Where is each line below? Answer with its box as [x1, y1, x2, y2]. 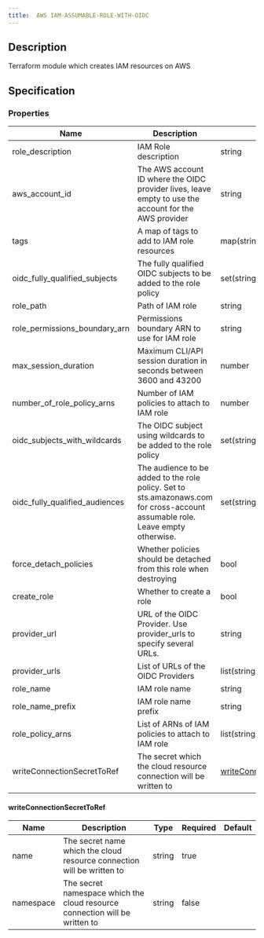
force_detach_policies [12, 559, 93, 570]
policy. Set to [137, 482, 186, 493]
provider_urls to [137, 628, 196, 639]
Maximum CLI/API [137, 346, 203, 357]
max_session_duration [12, 361, 94, 372]
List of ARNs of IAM [137, 719, 210, 730]
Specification [8, 84, 75, 97]
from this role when [137, 563, 209, 574]
